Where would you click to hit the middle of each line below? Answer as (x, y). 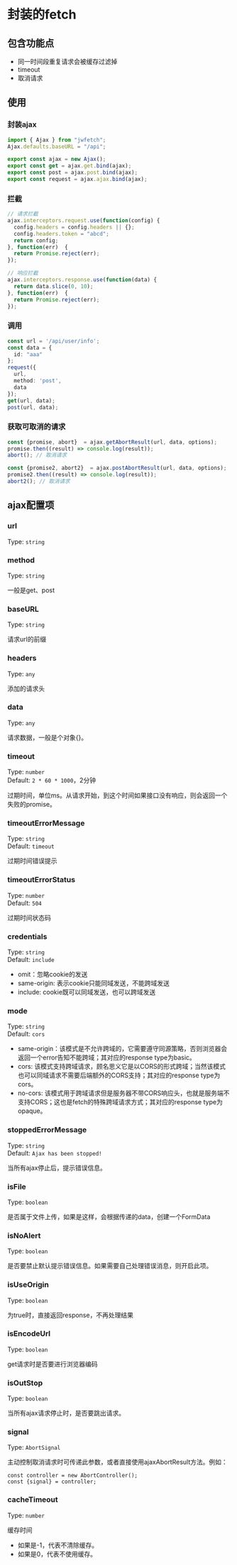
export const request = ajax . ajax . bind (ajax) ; (77, 179)
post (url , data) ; (33, 407)
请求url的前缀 (27, 639)
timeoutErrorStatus (42, 880)
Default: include (31, 960)
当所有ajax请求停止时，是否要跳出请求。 (66, 1413)
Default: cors (26, 1034)
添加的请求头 (26, 689)
